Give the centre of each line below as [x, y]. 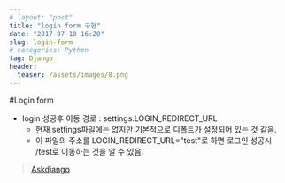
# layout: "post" [41, 17]
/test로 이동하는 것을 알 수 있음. [89, 151]
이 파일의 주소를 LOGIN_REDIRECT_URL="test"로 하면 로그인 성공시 [154, 140]
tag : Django [31, 58]
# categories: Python [49, 50]
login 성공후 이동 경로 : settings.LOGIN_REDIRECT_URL [120, 118]
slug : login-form [41, 42]
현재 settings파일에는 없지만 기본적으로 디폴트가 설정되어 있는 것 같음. [156, 129]
